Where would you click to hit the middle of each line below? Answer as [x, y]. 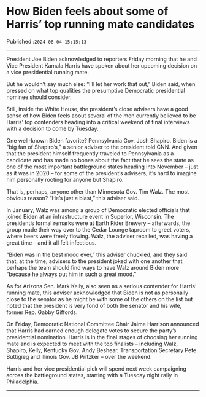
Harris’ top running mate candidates [101, 24]
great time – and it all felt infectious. [51, 242]
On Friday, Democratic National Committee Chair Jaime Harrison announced [103, 324]
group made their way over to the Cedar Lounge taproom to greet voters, [99, 229]
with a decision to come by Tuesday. [52, 128]
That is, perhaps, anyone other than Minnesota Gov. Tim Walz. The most [98, 191]
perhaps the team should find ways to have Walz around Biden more [93, 267]
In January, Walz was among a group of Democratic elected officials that [98, 210]
